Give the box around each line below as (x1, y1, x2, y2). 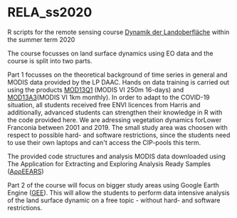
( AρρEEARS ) (7, 167, 44, 175)
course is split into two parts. (7, 56, 93, 65)
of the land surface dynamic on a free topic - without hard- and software (7, 196, 221, 205)
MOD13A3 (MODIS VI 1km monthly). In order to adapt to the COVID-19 (7, 93, 210, 102)
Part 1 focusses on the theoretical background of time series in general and (7, 70, 228, 79)
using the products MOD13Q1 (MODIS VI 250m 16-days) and (7, 85, 184, 94)
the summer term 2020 (7, 35, 75, 43)
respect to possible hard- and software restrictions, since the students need (7, 131, 231, 139)
